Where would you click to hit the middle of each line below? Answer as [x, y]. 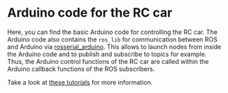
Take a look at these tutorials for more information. [80, 82]
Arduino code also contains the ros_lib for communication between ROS [113, 39]
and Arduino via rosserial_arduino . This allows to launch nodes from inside [114, 46]
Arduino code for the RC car [90, 13]
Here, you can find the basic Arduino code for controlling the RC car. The [113, 32]
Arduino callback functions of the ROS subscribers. [81, 69]
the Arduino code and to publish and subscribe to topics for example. [107, 54]
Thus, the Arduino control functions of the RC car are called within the [108, 61]
